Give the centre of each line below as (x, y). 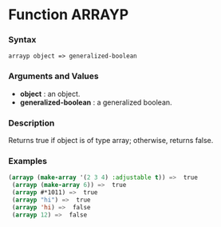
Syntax (22, 40)
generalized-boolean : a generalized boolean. (96, 102)
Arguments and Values (53, 76)
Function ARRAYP (69, 15)
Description (32, 123)
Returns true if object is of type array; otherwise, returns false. (111, 141)
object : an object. (50, 94)
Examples (28, 161)
